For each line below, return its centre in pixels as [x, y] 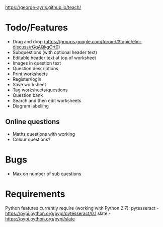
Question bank [28, 95]
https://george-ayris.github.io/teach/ [43, 7]
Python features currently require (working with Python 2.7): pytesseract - [82, 208]
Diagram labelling [31, 106]
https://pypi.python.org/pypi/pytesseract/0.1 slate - [58, 213]
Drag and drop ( [29, 41]
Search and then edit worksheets [47, 100]
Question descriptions [35, 68]
